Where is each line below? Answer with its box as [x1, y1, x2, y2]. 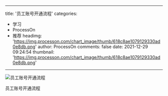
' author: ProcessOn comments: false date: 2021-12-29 [35, 43, 148, 49]
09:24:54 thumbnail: [12, 49, 54, 55]
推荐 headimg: [12, 33, 42, 38]
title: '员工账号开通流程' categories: [5, 10, 77, 16]
